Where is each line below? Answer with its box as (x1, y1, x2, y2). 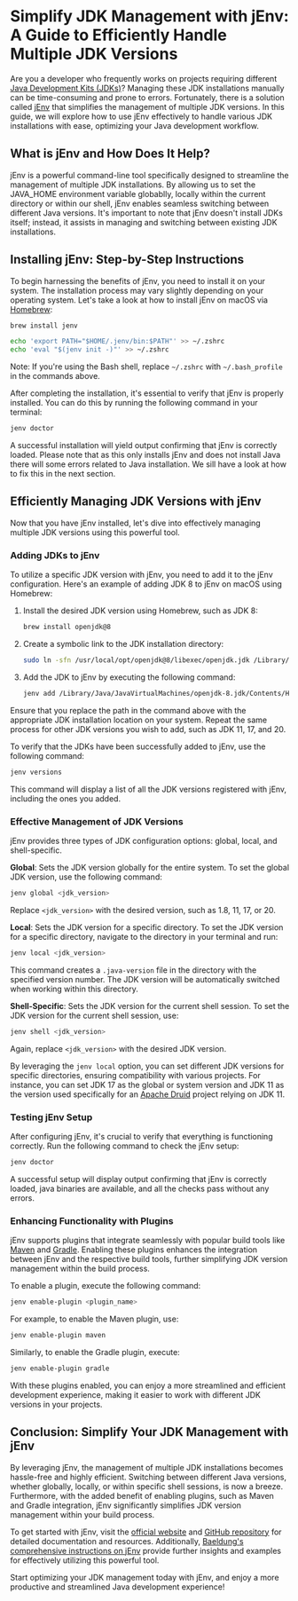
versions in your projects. (10, 1399, 103, 1409)
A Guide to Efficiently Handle (10, 25, 227, 45)
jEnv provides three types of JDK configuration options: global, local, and (10, 835, 278, 846)
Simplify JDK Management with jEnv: (10, 6, 289, 27)
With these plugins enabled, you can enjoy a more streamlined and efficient (10, 1380, 286, 1391)
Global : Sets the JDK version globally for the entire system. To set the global (10, 862, 290, 872)
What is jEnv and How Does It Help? (10, 146, 211, 162)
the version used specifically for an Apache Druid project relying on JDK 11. (10, 1089, 286, 1100)
